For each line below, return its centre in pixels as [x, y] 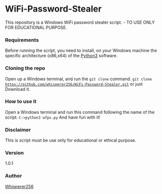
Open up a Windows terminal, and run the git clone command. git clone [79, 79]
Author [14, 176]
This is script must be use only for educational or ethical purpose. [71, 140]
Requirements [22, 40]
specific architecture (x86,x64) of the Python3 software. [61, 56]
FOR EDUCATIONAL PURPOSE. [36, 27]
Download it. [18, 89]
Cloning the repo [25, 68]
